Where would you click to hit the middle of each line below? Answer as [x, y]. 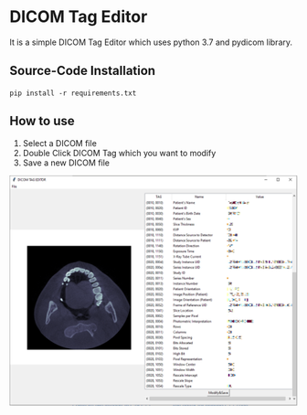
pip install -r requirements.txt [73, 93]
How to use [42, 121]
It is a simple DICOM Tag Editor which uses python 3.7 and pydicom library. [151, 42]
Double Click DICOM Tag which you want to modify [119, 153]
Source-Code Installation [83, 71]
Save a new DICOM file [66, 163]
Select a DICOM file [60, 143]
